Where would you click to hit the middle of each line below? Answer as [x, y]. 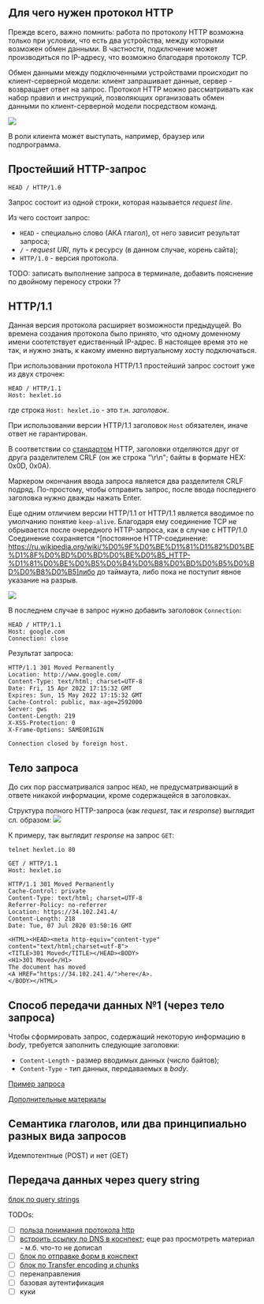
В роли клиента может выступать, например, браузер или [106, 136]
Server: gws [28, 710]
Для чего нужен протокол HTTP [91, 13]
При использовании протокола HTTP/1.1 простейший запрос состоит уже [132, 365]
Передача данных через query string [104, 1180]
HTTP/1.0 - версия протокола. [69, 258]
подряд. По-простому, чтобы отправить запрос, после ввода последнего [132, 489]
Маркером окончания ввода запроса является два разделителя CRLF [126, 482]
